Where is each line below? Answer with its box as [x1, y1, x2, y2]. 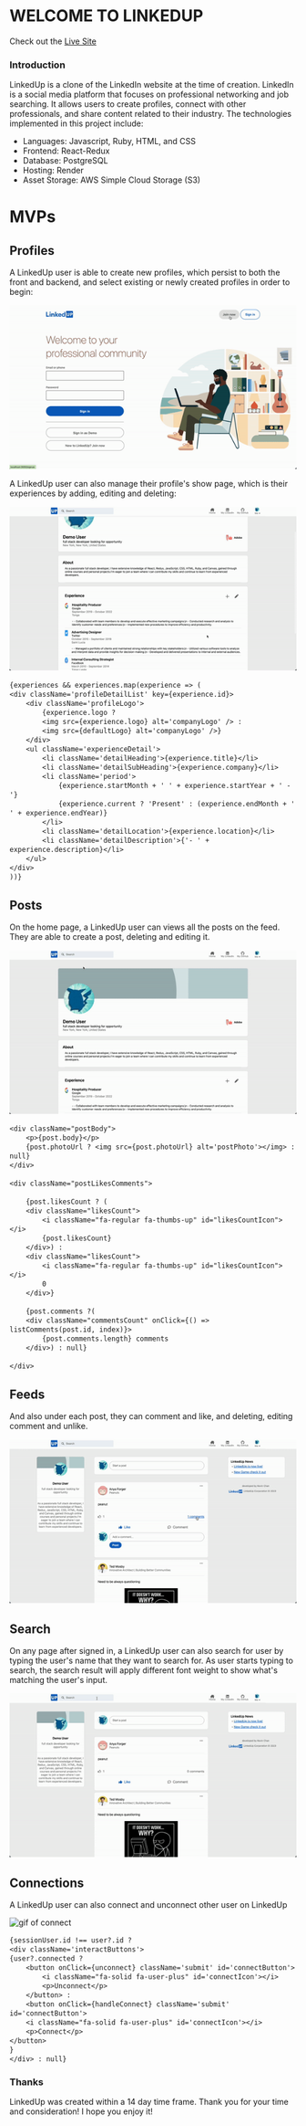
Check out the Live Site [9, 36, 97, 47]
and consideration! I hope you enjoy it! [9, 2106, 153, 2117]
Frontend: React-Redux [22, 145, 110, 156]
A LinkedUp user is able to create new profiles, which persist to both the [9, 267, 280, 279]
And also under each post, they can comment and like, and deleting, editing [9, 1411, 293, 1422]
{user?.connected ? [9, 1954, 84, 1963]
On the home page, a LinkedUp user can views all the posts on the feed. [9, 921, 280, 932]
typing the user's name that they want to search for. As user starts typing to [9, 1655, 294, 1667]
